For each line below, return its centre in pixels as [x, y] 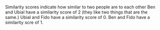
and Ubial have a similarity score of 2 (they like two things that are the [76, 12]
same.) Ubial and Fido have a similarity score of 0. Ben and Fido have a [78, 17]
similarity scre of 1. [24, 22]
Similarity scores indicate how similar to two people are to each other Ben [80, 7]
